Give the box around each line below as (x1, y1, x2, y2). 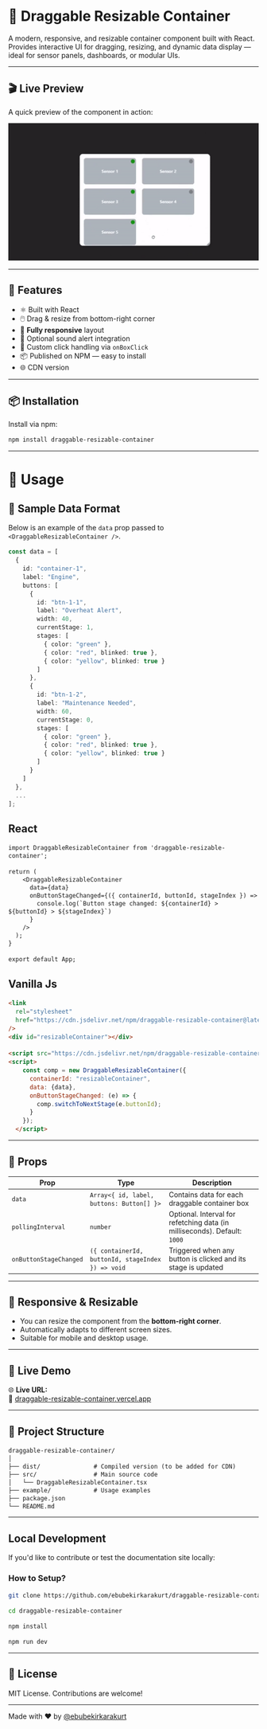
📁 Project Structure (8, 1425, 105, 1438)
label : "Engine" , (22, 573, 80, 581)
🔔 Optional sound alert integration (19, 334, 130, 343)
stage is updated (168, 1262, 224, 1273)
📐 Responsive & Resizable (8, 1296, 139, 1309)
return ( (8, 868, 37, 876)
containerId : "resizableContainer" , (29, 1074, 151, 1082)
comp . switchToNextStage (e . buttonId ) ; (37, 1100, 161, 1108)
